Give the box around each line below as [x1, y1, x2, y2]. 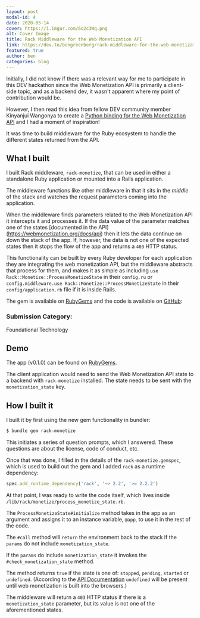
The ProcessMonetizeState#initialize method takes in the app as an [6, 509, 176, 516]
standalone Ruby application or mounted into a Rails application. [6, 175, 164, 182]
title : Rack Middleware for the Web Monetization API [6, 36, 143, 42]
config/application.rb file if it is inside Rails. [6, 286, 117, 293]
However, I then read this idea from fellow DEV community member [6, 105, 171, 113]
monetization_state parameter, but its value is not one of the [6, 600, 155, 607]
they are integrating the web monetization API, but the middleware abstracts [6, 260, 193, 268]
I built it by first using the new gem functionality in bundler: [6, 417, 151, 424]
